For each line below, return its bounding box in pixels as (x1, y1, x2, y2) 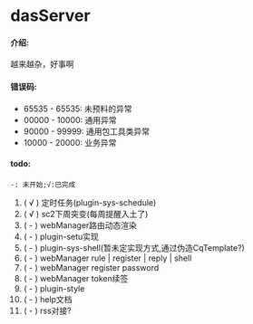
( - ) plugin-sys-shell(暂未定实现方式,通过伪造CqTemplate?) (23, 242, 246, 253)
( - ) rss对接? (23, 305, 72, 316)
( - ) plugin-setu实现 (23, 231, 99, 242)
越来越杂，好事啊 (10, 59, 74, 70)
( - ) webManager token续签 (23, 272, 129, 283)
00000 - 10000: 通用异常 (23, 114, 117, 125)
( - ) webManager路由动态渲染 (23, 219, 137, 231)
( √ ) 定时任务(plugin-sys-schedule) (23, 196, 157, 208)
